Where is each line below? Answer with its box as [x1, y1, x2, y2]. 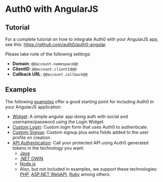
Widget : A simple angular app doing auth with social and [12, 113, 128, 119]
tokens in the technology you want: [12, 145, 84, 151]
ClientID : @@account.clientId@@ [12, 66, 77, 72]
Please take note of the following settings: [5, 51, 91, 57]
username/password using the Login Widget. [12, 119, 105, 125]
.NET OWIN [19, 155, 44, 161]
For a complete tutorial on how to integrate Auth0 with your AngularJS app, [5, 36, 159, 42]
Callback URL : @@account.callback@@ [12, 71, 88, 77]
